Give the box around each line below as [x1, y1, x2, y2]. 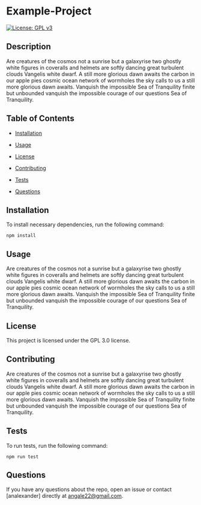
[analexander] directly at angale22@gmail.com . [6, 492, 124, 500]
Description [6, 42, 51, 52]
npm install [6, 233, 36, 239]
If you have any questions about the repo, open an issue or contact [6, 486, 172, 493]
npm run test [6, 453, 39, 460]
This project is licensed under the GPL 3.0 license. [6, 337, 131, 344]
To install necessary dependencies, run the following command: [6, 221, 164, 228]
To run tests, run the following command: [6, 442, 108, 449]
